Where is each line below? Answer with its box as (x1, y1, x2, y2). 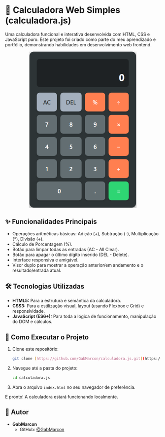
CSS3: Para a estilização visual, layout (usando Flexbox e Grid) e (12, 303, 144, 309)
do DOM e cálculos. (12, 319, 53, 325)
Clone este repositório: (12, 346, 59, 352)
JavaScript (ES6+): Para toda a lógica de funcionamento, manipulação (12, 313, 157, 320)
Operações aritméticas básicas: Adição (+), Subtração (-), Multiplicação (12, 230, 159, 236)
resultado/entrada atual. (12, 267, 62, 273)
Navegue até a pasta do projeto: (12, 365, 78, 371)
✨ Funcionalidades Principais (5, 218, 97, 226)
